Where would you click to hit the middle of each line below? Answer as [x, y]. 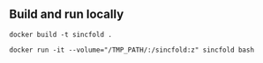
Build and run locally [67, 14]
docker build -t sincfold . [61, 34]
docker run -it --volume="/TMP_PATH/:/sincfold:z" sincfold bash [131, 50]
